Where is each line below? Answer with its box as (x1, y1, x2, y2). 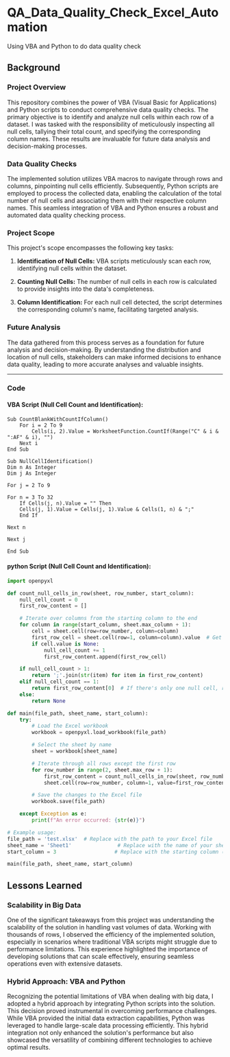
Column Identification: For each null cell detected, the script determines (16, 298, 222, 307)
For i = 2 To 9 (19, 422, 63, 429)
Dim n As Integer (7, 464, 57, 471)
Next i (19, 440, 38, 447)
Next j (7, 536, 26, 543)
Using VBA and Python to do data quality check (7, 42, 142, 50)
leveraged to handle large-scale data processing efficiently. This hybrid (7, 1021, 209, 1030)
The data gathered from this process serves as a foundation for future (7, 338, 205, 346)
